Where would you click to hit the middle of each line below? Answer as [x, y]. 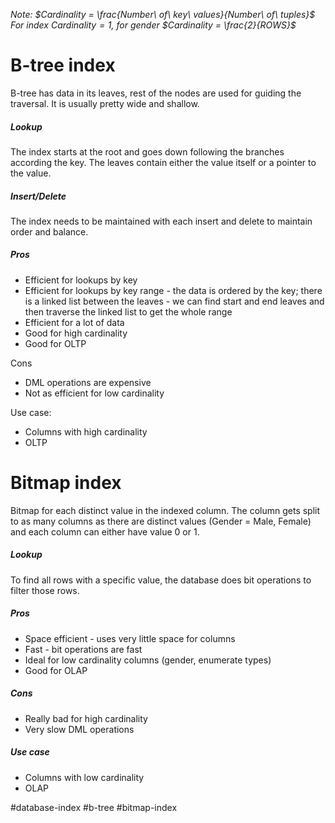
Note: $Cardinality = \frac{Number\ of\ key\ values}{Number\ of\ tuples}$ [163, 14]
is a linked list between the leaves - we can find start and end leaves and [174, 301]
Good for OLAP [56, 670]
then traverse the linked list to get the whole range [128, 311]
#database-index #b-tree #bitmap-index [94, 807]
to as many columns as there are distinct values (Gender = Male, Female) [161, 521]
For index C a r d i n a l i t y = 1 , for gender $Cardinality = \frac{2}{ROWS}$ [153, 25]
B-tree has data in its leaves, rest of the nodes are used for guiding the [156, 93]
